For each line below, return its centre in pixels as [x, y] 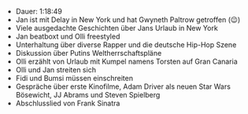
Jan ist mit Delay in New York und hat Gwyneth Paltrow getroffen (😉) [128, 20]
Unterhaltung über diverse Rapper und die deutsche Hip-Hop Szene [126, 45]
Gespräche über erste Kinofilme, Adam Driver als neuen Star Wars [123, 86]
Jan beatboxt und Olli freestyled [68, 36]
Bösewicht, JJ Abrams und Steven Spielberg [88, 95]
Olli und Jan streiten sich [56, 70]
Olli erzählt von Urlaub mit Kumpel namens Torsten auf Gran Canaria [126, 61]
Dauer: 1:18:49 [39, 11]
